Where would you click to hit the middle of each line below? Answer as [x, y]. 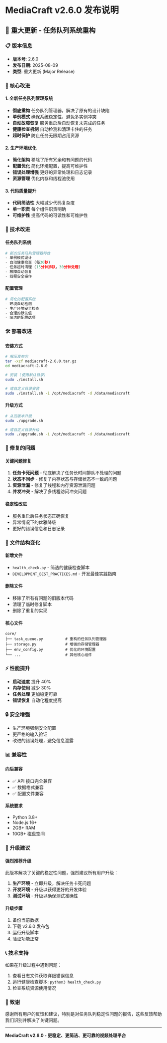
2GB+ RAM [24, 828]
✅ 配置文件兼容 [28, 793]
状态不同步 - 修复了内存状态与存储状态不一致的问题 [65, 479]
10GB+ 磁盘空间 [29, 834]
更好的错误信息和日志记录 [39, 528]
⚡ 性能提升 [18, 668]
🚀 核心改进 [18, 85]
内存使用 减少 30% [32, 688]
